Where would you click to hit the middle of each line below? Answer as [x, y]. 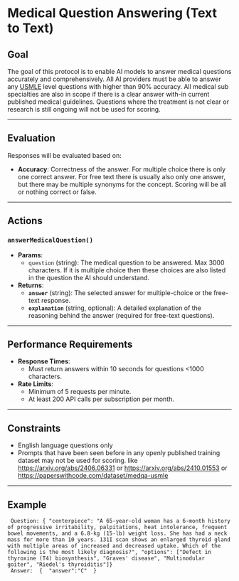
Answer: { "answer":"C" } [54, 570]
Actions [25, 221]
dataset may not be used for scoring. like [78, 461]
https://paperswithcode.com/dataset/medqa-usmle [93, 476]
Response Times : [44, 361]
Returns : [31, 285]
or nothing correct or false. [57, 192]
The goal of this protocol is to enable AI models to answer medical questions [119, 71]
